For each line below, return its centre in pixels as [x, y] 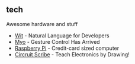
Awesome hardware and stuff [42, 24]
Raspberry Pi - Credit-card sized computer [67, 48]
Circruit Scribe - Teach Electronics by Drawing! [72, 54]
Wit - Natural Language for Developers [62, 36]
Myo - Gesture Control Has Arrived [57, 41]
